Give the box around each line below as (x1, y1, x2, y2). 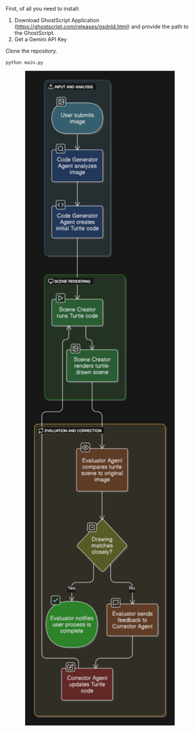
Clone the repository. (5, 47, 57, 54)
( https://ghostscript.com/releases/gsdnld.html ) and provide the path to (14, 23, 189, 30)
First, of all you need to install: (5, 5, 80, 12)
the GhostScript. (14, 29, 55, 37)
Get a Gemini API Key (14, 36, 67, 42)
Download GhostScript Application (14, 17, 100, 23)
